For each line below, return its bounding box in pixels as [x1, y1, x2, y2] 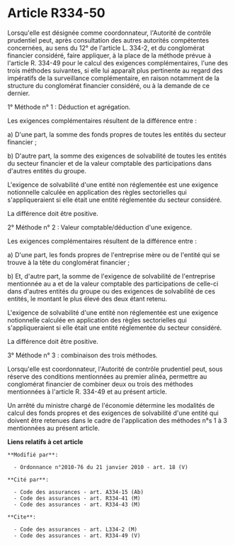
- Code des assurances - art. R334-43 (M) [13, 501, 141, 508]
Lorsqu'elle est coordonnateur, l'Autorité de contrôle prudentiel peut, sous [7, 365, 223, 373]
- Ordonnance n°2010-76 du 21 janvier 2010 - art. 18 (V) [13, 463, 189, 470]
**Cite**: [7, 513, 37, 520]
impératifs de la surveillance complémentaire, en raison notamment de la [7, 73, 219, 82]
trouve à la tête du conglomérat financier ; [7, 258, 130, 266]
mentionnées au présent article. [7, 423, 101, 432]
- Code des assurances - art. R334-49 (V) [13, 531, 141, 539]
